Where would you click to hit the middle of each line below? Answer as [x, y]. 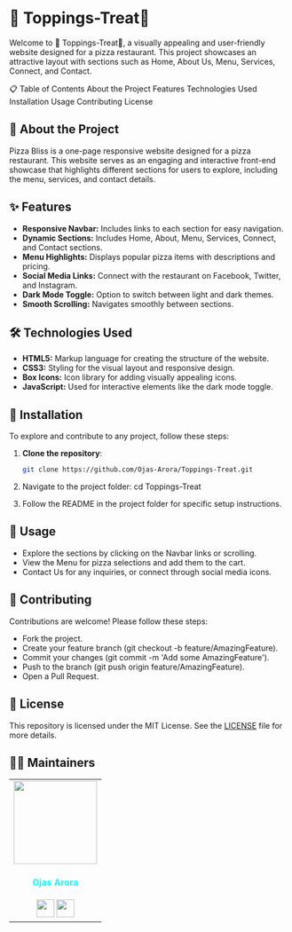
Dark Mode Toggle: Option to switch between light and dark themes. [148, 294]
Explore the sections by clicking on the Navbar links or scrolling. [139, 553]
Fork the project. [52, 638]
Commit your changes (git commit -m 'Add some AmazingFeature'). [146, 657]
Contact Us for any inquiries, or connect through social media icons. [147, 572]
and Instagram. [50, 285]
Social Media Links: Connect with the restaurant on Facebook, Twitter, [151, 275]
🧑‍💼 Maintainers [52, 762]
